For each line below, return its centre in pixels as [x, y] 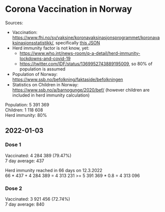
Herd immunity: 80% [26, 115]
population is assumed [42, 69]
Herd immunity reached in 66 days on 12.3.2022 [54, 170]
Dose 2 [14, 188]
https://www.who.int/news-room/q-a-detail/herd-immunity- [80, 53]
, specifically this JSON [77, 42]
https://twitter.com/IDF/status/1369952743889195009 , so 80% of [86, 64]
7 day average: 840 [25, 204]
